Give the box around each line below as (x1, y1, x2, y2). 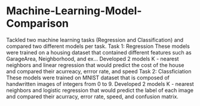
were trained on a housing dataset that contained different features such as (6, 49, 192, 56)
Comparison (6, 17, 69, 30)
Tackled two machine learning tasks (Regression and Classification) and (6, 36, 184, 43)
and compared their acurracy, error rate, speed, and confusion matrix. (6, 93, 179, 100)
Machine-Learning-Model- (6, 4, 142, 18)
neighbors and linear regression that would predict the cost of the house (6, 61, 184, 69)
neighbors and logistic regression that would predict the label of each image (6, 86, 194, 94)
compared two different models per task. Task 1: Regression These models (6, 43, 190, 50)
